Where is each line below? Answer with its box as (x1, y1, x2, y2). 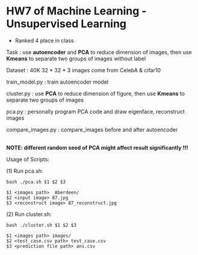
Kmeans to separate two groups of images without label (6, 55, 146, 62)
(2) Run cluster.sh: (6, 210, 52, 218)
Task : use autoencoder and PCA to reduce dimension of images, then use (6, 48, 192, 55)
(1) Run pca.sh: (6, 167, 43, 174)
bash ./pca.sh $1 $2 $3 (6, 179, 66, 185)
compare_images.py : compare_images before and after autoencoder (6, 126, 178, 133)
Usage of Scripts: (6, 155, 50, 163)
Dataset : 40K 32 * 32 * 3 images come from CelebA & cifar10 (6, 66, 161, 73)
